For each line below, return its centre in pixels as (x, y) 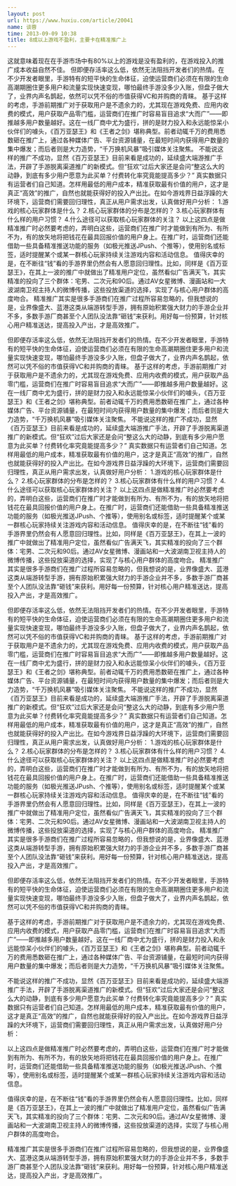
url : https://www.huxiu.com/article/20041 (70, 20)
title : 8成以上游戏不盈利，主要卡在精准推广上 (67, 40)
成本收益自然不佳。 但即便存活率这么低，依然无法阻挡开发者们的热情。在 (119, 70)
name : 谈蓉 (22, 27)
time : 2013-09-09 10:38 (42, 33)
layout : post (26, 14)
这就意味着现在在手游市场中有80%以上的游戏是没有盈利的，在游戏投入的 (113, 61)
